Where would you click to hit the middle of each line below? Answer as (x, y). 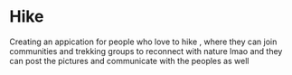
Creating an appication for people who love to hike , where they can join (143, 42)
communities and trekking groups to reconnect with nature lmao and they (146, 51)
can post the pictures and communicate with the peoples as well (129, 61)
